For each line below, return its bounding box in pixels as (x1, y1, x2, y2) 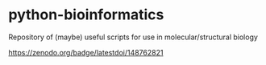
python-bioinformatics (8, 6, 164, 24)
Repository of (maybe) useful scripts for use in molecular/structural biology (8, 32, 258, 42)
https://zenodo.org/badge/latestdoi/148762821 (8, 47, 164, 57)
